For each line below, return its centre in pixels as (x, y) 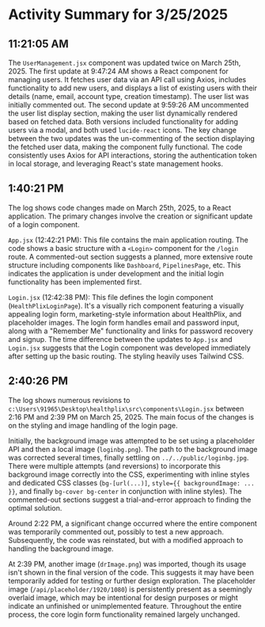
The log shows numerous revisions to (69, 400)
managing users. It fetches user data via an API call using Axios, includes (127, 80)
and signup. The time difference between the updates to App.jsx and (120, 339)
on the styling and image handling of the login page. (93, 425)
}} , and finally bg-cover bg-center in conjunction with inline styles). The (125, 491)
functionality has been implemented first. (75, 282)
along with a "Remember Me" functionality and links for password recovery (131, 331)
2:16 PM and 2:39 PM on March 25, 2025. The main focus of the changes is (131, 416)
